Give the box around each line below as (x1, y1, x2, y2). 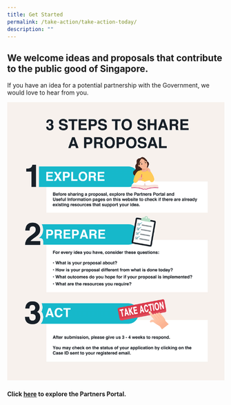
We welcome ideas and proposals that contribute (7, 52, 223, 63)
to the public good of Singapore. (7, 63, 148, 75)
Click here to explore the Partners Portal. (7, 390, 126, 398)
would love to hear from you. (7, 88, 89, 97)
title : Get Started (7, 11, 63, 18)
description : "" (7, 26, 54, 32)
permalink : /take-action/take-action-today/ (7, 18, 137, 26)
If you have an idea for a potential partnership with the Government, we (7, 81, 210, 90)
